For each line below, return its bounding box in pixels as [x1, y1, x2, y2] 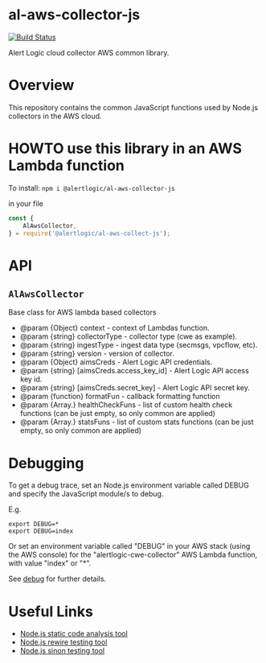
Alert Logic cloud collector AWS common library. [8, 47, 170, 57]
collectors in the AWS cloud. [8, 111, 102, 121]
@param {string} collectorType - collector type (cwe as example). [19, 331, 238, 341]
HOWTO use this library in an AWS [8, 139, 243, 158]
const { [8, 214, 35, 222]
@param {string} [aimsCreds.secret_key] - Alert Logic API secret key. [19, 383, 251, 393]
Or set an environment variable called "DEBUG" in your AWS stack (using [8, 542, 251, 551]
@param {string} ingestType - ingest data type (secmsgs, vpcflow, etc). [19, 340, 258, 350]
